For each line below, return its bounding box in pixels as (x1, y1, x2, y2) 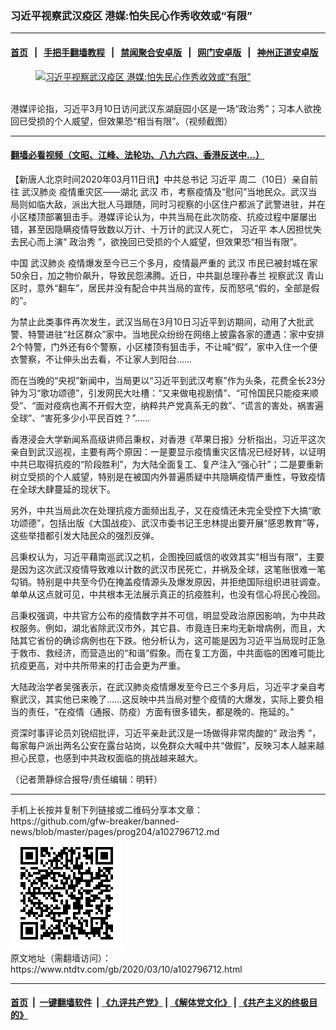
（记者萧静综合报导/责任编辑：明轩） (10, 773, 163, 785)
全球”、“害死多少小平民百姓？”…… (10, 412, 151, 424)
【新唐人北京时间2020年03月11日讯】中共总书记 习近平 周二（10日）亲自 (10, 173, 310, 185)
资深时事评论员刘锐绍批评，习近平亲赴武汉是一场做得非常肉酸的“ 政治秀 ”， (10, 727, 322, 739)
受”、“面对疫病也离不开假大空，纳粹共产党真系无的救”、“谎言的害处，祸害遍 (10, 399, 324, 411)
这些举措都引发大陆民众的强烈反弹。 (10, 529, 160, 541)
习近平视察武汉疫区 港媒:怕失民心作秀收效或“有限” (10, 8, 253, 22)
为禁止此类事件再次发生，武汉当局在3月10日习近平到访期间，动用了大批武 (10, 315, 315, 327)
